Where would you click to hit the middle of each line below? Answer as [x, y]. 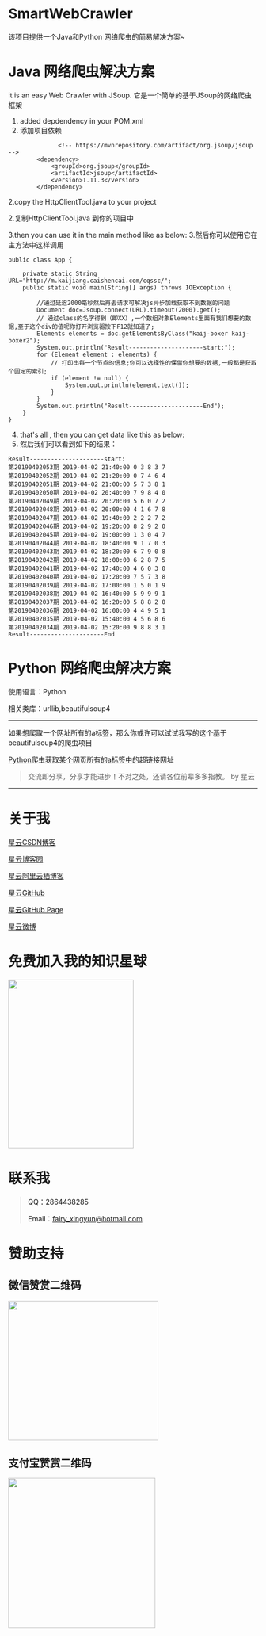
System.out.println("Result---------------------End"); [131, 406]
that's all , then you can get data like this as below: [102, 434]
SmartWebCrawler [70, 14]
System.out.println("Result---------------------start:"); [136, 347]
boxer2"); [25, 340]
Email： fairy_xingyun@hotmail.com [85, 1218]
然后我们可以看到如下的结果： [68, 444]
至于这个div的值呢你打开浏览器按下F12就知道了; [86, 327]
